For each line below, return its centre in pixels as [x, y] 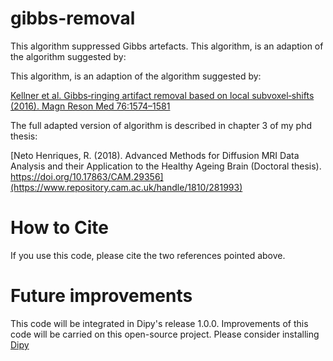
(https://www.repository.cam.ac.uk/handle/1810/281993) [126, 187]
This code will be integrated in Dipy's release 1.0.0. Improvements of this [159, 323]
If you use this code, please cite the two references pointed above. [148, 255]
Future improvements [101, 296]
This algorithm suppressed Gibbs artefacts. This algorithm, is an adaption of [167, 46]
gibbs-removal [73, 18]
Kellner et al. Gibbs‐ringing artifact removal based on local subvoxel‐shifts [162, 95]
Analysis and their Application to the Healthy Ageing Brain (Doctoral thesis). [166, 166]
